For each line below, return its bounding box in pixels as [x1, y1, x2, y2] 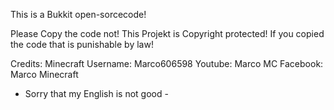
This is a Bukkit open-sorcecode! [10, 9, 147, 20]
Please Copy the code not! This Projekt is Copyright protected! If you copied [10, 28, 325, 39]
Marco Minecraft [10, 69, 79, 80]
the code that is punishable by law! [10, 39, 154, 50]
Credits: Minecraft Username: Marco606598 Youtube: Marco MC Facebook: [10, 58, 324, 69]
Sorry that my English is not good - [24, 88, 169, 99]
